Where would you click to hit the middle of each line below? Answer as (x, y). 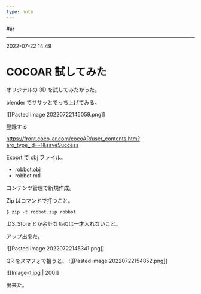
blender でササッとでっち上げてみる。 (53, 102)
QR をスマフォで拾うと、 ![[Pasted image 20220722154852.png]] (87, 261)
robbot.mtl (28, 175)
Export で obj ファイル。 (36, 157)
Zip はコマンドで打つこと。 (40, 200)
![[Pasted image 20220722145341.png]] (55, 248)
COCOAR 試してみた (57, 72)
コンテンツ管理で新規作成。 (40, 188)
